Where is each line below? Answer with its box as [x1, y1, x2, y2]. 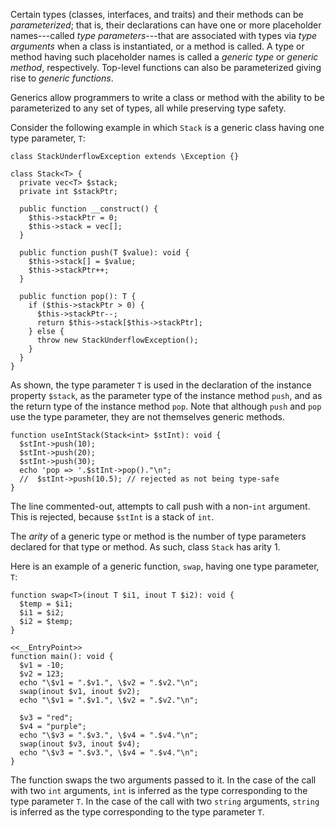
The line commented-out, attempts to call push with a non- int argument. [10, 500, 311, 512]
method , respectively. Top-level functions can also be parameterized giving [10, 62, 322, 73]
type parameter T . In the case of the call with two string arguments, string [10, 795, 320, 807]
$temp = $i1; [19, 599, 74, 609]
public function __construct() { [19, 204, 159, 214]
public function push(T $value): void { [19, 248, 190, 258]
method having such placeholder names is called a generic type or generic [10, 51, 319, 63]
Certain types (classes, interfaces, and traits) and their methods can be [10, 9, 304, 20]
